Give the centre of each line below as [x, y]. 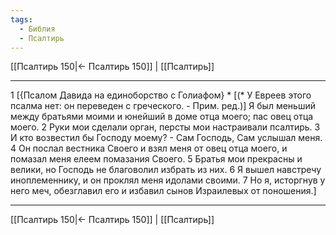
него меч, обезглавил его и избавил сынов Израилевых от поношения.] [163, 191]
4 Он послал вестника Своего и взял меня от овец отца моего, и [149, 148]
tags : [21, 19]
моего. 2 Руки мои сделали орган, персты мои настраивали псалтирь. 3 [165, 127]
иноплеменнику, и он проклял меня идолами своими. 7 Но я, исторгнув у [168, 180]
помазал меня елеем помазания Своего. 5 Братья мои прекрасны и [156, 159]
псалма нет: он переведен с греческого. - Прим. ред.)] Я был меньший [163, 106]
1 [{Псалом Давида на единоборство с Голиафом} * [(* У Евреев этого [161, 95]
